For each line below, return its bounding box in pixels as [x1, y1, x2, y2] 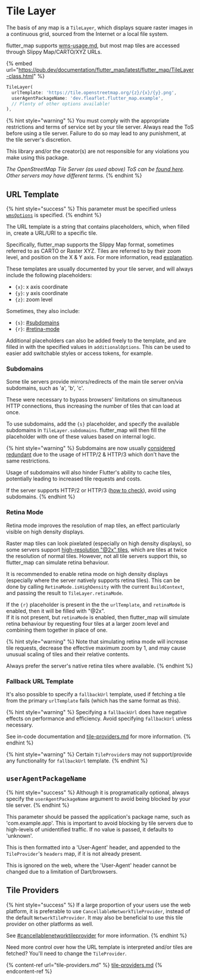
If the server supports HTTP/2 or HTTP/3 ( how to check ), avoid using [6, 487, 177, 494]
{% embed [6, 60, 33, 67]
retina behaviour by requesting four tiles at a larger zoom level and [6, 620, 170, 627]
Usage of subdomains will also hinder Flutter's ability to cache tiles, [6, 469, 171, 476]
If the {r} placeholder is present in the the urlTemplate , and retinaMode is [6, 601, 186, 608]
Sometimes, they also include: [6, 308, 80, 315]
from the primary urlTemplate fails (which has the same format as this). [6, 697, 180, 705]
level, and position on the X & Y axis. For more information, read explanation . [6, 254, 194, 261]
